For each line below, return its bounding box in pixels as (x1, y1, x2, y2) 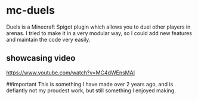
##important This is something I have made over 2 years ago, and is (6, 80, 174, 87)
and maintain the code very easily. (6, 36, 91, 43)
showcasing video (6, 53, 76, 63)
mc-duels (6, 4, 55, 17)
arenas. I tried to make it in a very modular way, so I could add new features (6, 29, 193, 36)
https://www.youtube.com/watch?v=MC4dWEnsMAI (6, 69, 135, 76)
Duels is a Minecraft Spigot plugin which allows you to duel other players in (6, 23, 191, 30)
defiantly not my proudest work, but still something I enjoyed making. (6, 87, 176, 94)
